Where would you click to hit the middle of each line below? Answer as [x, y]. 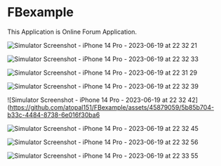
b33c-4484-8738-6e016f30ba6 [54, 115]
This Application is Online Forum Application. [72, 32]
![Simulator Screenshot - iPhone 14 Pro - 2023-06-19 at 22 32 [97, 100]
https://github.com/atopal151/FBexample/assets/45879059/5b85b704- [112, 107]
